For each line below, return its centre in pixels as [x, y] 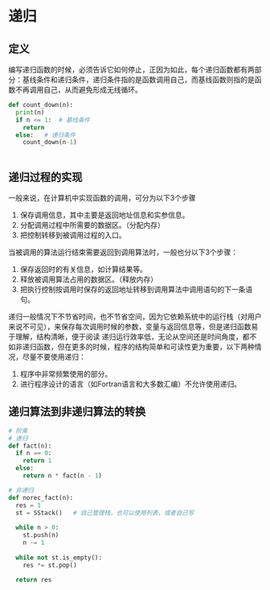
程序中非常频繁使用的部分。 [66, 373]
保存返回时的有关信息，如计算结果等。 [83, 269]
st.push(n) [41, 535]
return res [34, 580]
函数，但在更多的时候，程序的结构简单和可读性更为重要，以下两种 [145, 346]
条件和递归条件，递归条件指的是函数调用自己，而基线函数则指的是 [145, 80]
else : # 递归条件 [46, 135]
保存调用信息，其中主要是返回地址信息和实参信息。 [104, 215]
